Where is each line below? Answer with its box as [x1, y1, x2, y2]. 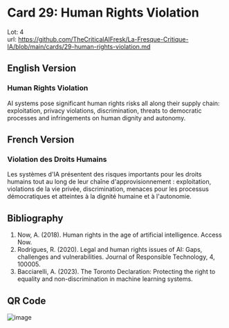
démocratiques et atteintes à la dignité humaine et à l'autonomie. [7, 192, 192, 201]
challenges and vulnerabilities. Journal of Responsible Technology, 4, [17, 253, 216, 261]
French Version [7, 134, 75, 146]
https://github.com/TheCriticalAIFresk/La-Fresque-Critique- [18, 35, 189, 43]
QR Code [7, 295, 46, 307]
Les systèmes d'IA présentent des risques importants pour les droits [7, 170, 202, 179]
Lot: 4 [7, 28, 24, 36]
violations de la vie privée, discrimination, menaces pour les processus [7, 185, 209, 193]
